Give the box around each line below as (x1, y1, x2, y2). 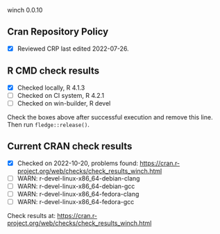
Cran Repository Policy (7, 26, 109, 37)
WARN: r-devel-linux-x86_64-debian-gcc (17, 182, 135, 190)
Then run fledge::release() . (7, 120, 90, 128)
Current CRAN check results (7, 140, 133, 152)
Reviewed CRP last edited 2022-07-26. (17, 44, 130, 53)
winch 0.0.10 (7, 6, 43, 14)
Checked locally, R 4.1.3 (17, 83, 85, 92)
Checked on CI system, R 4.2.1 (17, 91, 105, 99)
